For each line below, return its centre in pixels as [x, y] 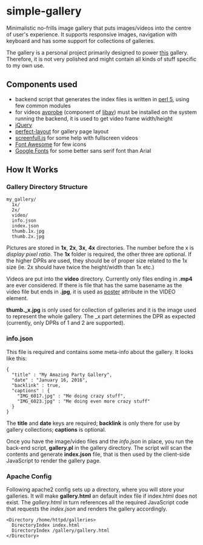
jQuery [23, 125]
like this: [17, 358]
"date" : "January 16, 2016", [50, 380]
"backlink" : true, [36, 385]
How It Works [32, 170]
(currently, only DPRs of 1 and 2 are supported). [66, 323]
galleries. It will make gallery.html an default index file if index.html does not [102, 496]
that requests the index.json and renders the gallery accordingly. [87, 509]
